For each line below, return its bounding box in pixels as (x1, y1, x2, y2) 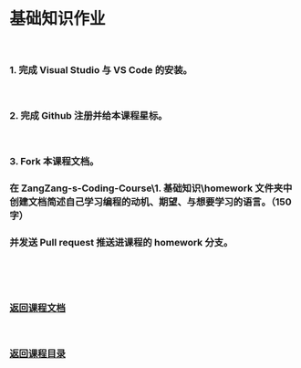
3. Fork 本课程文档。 (9, 155, 99, 168)
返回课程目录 (9, 347, 67, 360)
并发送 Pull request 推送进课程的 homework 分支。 (9, 237, 234, 249)
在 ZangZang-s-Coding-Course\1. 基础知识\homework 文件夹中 (9, 182, 293, 195)
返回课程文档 (9, 301, 67, 314)
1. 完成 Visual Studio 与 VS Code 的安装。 (9, 63, 193, 76)
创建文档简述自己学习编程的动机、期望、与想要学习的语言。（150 (9, 195, 292, 208)
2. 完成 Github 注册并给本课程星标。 (9, 110, 168, 122)
